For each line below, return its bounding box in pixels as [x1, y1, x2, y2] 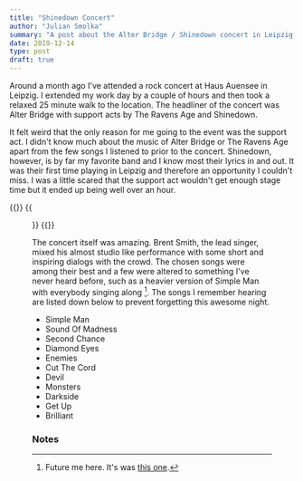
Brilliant [44, 409, 74, 421]
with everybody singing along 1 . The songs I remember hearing [32, 285, 267, 297]
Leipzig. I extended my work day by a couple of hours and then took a [9, 90, 270, 101]
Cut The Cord [44, 361, 97, 372]
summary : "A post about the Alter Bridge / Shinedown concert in [9, 30, 260, 39]
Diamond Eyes [44, 342, 99, 353]
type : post [9, 47, 51, 56]
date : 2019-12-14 [9, 38, 75, 48]
